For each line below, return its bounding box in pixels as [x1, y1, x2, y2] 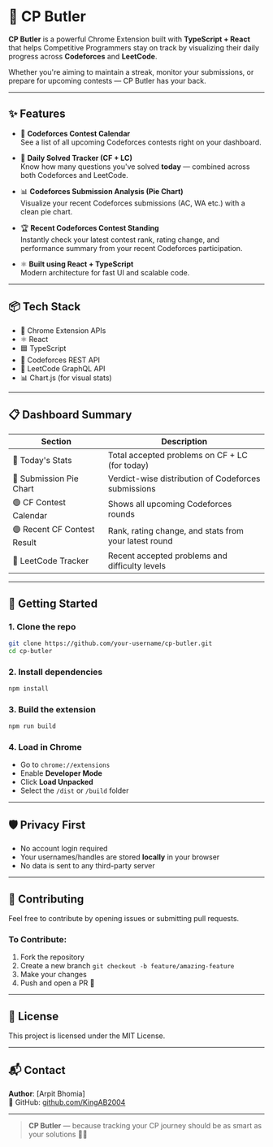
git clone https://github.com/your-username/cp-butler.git [8, 639, 213, 648]
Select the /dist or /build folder [19, 786, 129, 795]
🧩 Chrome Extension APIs [19, 325, 106, 335]
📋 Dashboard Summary [8, 408, 132, 422]
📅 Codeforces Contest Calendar [19, 128, 131, 138]
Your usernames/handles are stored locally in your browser [19, 852, 220, 862]
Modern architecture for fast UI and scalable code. [19, 267, 190, 277]
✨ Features [8, 107, 66, 121]
